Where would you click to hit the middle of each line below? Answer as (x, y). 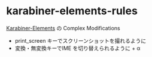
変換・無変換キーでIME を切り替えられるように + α (77, 48)
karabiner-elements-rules (72, 11)
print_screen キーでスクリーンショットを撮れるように (80, 40)
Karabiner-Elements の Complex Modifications (63, 28)
